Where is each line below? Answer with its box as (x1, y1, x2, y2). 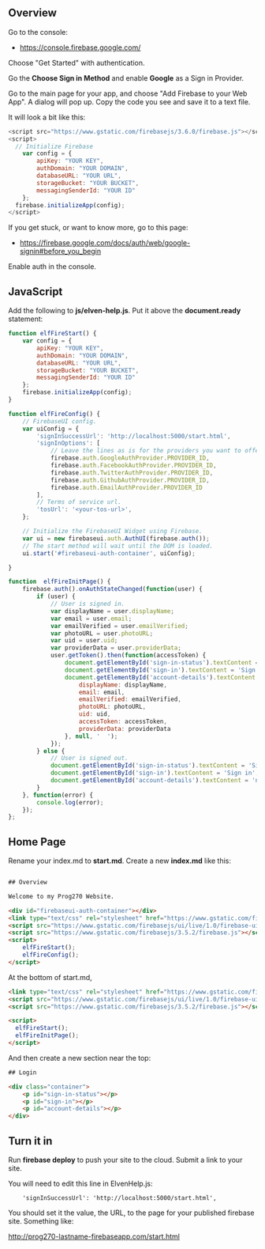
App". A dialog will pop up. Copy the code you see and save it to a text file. (8, 97, 251, 106)
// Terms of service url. (36, 498, 122, 506)
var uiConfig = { (22, 425, 80, 433)
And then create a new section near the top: (8, 1053, 151, 1062)
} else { (36, 747, 65, 755)
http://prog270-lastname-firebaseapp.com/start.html (8, 1232, 180, 1241)
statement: (8, 314, 43, 324)
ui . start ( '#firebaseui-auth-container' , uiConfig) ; (22, 549, 196, 557)
